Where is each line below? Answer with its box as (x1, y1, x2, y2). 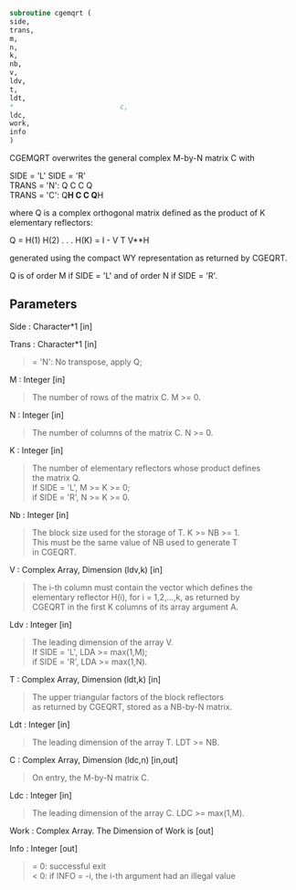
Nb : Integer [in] (9, 509, 69, 520)
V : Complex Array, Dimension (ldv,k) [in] (9, 564, 163, 575)
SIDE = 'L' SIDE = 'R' (9, 170, 87, 181)
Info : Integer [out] (9, 842, 79, 853)
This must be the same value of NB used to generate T (31, 536, 238, 547)
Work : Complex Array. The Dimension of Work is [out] (9, 825, 215, 836)
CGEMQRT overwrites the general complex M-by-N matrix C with (9, 153, 256, 164)
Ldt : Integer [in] (9, 718, 70, 730)
